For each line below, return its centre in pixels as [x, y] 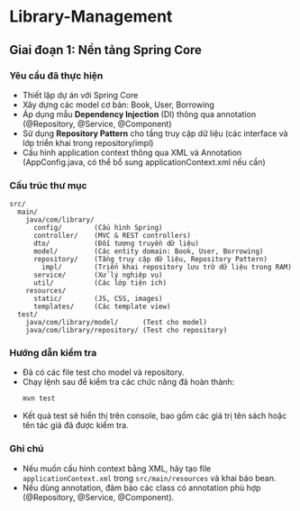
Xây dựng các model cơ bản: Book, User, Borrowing [118, 105]
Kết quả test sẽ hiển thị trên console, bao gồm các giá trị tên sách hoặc [155, 415]
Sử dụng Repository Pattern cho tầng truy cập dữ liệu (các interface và [155, 133]
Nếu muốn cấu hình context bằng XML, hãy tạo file [117, 468]
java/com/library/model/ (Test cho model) [116, 323]
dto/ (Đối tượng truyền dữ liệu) [116, 244]
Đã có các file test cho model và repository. [103, 372]
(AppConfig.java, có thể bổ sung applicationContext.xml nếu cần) [144, 162]
